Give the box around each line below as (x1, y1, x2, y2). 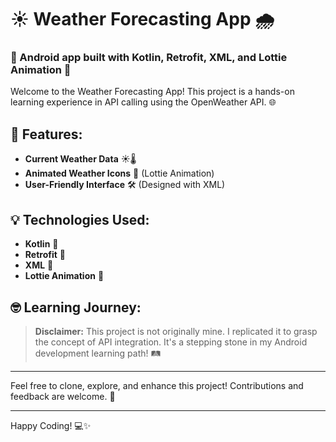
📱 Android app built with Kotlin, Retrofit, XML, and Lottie (10, 51, 288, 65)
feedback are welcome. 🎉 (10, 390, 116, 402)
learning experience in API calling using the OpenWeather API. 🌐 (10, 96, 277, 108)
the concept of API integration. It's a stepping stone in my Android (34, 336, 308, 348)
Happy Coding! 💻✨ (10, 419, 92, 431)
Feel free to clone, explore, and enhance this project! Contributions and (10, 379, 304, 391)
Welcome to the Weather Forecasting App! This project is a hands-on (10, 86, 295, 98)
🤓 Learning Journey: (10, 299, 142, 316)
